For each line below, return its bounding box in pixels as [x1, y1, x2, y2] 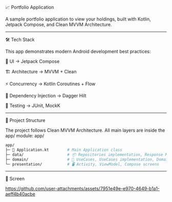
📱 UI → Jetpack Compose [5, 58, 60, 64]
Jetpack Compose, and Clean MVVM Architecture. [5, 22, 112, 27]
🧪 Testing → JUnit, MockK [5, 103, 60, 109]
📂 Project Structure [5, 117, 46, 123]
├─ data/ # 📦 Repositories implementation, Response [5, 152, 163, 157]
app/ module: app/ [5, 133, 45, 138]
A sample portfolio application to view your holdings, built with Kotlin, [5, 16, 151, 22]
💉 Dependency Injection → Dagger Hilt [5, 93, 87, 98]
